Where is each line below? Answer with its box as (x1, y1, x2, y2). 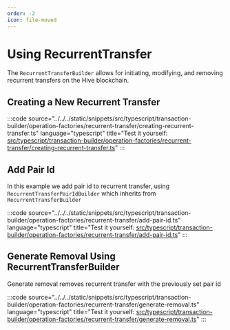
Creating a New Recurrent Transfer (7, 96, 160, 107)
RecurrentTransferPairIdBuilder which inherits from (7, 189, 156, 198)
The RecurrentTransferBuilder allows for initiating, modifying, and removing (7, 69, 224, 77)
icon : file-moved (7, 17, 57, 23)
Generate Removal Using (7, 251, 116, 262)
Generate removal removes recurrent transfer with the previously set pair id (7, 280, 222, 288)
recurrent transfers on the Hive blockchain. (7, 76, 129, 85)
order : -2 (7, 10, 36, 17)
